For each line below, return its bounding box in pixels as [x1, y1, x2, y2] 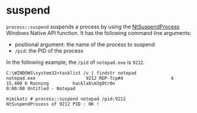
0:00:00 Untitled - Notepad [6, 85, 76, 92]
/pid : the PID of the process [14, 47, 84, 54]
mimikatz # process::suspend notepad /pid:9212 [6, 96, 126, 102]
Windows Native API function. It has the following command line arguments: [6, 29, 192, 36]
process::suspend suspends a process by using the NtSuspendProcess [6, 23, 180, 30]
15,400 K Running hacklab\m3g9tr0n [6, 80, 116, 86]
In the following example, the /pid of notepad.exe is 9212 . [6, 59, 145, 66]
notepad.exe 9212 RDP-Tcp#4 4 [6, 75, 174, 81]
